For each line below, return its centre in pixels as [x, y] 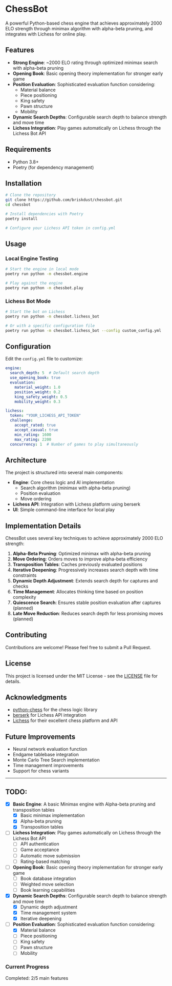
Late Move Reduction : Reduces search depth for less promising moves [88, 614]
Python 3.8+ [26, 162]
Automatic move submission [50, 856]
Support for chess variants [41, 771]
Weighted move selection [47, 884]
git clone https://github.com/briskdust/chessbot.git [64, 200]
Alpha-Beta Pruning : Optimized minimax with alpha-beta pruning [82, 554]
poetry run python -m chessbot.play [44, 288]
